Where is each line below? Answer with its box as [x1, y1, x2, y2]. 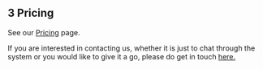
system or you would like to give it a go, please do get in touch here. [7, 51, 236, 61]
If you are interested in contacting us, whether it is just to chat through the [7, 43, 256, 53]
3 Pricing [7, 6, 54, 20]
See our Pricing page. [7, 27, 80, 37]
